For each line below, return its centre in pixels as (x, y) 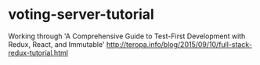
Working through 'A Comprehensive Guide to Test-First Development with (127, 36)
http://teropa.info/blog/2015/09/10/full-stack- (179, 44)
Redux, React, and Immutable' (56, 44)
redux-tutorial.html (38, 52)
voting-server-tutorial (81, 14)
